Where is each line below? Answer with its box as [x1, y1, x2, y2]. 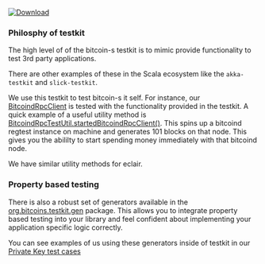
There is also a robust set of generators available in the [8, 197, 189, 207]
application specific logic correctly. [8, 223, 123, 232]
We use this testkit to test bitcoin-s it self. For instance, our [8, 93, 201, 103]
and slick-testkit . [35, 78, 98, 87]
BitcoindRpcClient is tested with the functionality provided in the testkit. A [8, 102, 248, 111]
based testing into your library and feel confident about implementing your [8, 214, 252, 223]
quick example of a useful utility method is [8, 110, 147, 119]
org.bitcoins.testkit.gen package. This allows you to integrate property [8, 205, 238, 215]
